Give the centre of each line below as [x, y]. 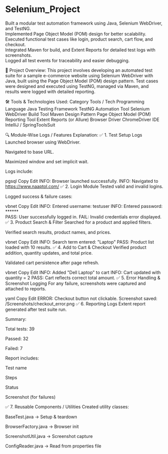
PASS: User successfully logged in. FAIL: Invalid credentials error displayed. [83, 216]
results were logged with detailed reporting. [50, 91]
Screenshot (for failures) [31, 397]
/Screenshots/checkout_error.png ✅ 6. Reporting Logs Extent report [75, 304]
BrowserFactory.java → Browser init [42, 426]
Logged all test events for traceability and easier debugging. [67, 60]
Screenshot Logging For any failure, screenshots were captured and [76, 283]
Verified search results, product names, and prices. [58, 232]
